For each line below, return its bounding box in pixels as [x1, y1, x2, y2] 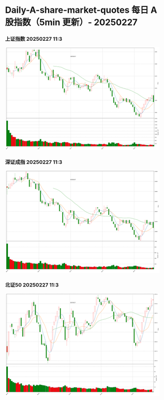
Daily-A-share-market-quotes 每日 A [5, 4, 158, 16]
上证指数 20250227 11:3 [5, 35, 63, 42]
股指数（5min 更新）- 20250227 [5, 17, 138, 28]
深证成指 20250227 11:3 [5, 159, 63, 166]
